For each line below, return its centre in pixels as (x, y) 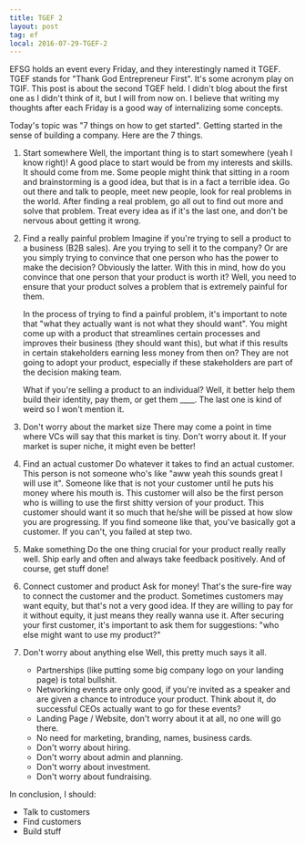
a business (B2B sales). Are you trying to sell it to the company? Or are (155, 248)
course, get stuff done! (66, 569)
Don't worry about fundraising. (94, 777)
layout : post (34, 26)
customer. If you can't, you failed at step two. (107, 532)
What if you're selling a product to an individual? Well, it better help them (159, 390)
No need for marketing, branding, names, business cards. (144, 738)
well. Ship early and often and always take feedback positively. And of (154, 559)
